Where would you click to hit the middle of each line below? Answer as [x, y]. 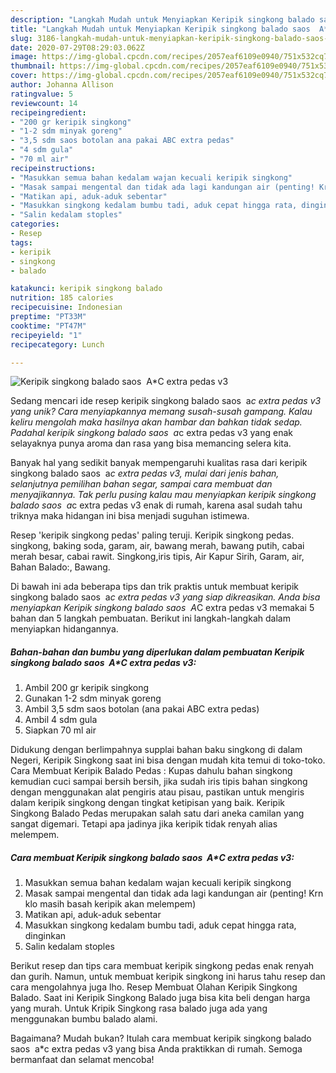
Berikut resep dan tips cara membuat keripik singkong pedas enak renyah [162, 966]
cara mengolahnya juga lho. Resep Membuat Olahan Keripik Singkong [154, 987]
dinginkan [45, 936]
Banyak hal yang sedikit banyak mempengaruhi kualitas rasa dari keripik [159, 463]
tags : [21, 242]
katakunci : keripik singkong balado [86, 289]
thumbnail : [33, 66]
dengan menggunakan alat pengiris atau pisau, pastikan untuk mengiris [157, 792]
